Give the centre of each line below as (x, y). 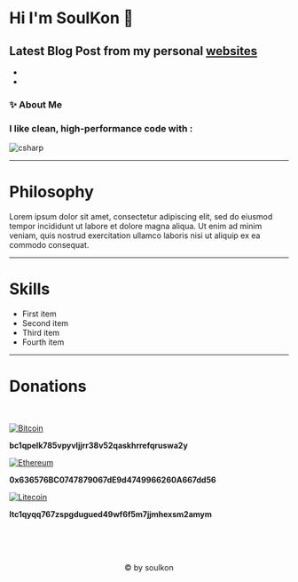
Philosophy (52, 192)
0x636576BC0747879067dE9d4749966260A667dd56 (113, 480)
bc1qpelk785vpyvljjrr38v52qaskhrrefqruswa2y (98, 446)
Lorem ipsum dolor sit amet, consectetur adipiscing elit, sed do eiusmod (141, 217)
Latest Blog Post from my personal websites (133, 51)
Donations (48, 387)
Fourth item (43, 342)
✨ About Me (35, 104)
